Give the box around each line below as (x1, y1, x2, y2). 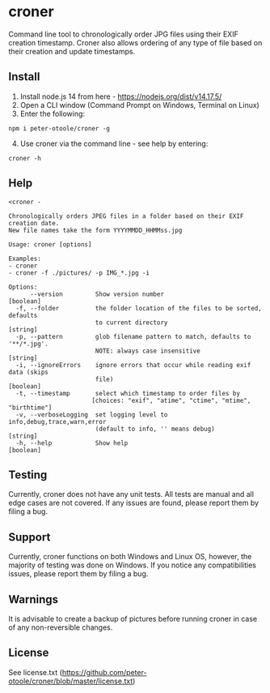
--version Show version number (29, 290, 164, 298)
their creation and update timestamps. (8, 46, 136, 56)
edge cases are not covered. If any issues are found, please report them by (8, 498, 259, 508)
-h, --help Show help (15, 438, 129, 447)
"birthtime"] (8, 404, 53, 412)
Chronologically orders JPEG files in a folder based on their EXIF (8, 212, 244, 220)
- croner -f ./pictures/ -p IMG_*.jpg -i (8, 268, 150, 277)
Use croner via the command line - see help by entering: (19, 139, 209, 148)
